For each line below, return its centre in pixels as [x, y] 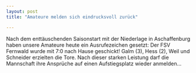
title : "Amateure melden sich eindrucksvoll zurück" [72, 17]
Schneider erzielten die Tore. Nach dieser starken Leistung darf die [88, 57]
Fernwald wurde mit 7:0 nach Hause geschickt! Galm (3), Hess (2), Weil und [98, 51]
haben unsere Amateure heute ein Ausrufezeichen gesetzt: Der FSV [88, 45]
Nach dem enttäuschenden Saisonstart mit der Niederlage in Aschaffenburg [98, 39]
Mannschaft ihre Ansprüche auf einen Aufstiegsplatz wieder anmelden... [94, 63]
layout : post [22, 11]
